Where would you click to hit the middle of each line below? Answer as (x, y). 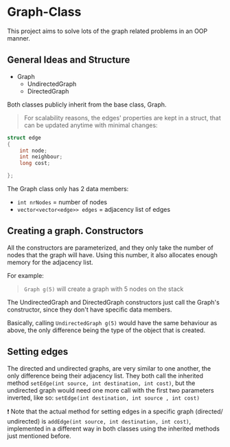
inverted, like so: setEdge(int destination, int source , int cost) (104, 397)
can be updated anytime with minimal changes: (91, 125)
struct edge (24, 138)
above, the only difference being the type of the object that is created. (106, 330)
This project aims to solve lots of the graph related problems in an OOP (107, 31)
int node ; (34, 151)
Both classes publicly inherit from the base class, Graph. (87, 105)
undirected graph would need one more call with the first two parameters (111, 390)
